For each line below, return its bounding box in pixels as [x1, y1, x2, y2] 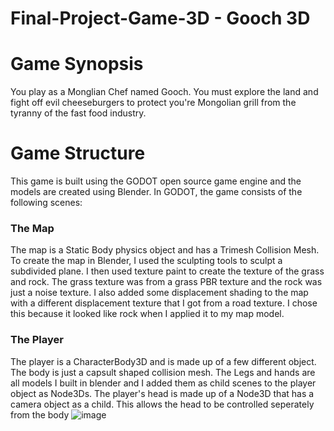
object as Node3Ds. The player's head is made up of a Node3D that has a [10, 387, 315, 399]
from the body [10, 408, 70, 421]
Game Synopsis [10, 53, 144, 76]
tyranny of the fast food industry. [10, 107, 147, 119]
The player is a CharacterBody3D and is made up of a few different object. [10, 355, 317, 367]
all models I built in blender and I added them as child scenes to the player [10, 377, 317, 389]
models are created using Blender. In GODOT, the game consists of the [10, 186, 303, 198]
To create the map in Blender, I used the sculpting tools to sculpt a [10, 255, 283, 267]
